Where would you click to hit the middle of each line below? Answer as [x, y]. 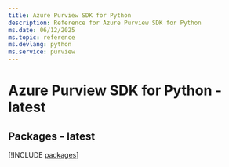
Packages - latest [52, 136]
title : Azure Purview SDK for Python [70, 15]
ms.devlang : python [40, 45]
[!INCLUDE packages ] [44, 155]
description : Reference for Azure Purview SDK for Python [105, 23]
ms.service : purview [42, 52]
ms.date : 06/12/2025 [42, 30]
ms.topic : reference [42, 37]
